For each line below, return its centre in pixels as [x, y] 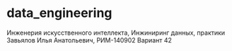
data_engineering [59, 13]
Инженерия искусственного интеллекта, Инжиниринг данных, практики [116, 33]
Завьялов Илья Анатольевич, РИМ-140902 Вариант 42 [89, 40]
